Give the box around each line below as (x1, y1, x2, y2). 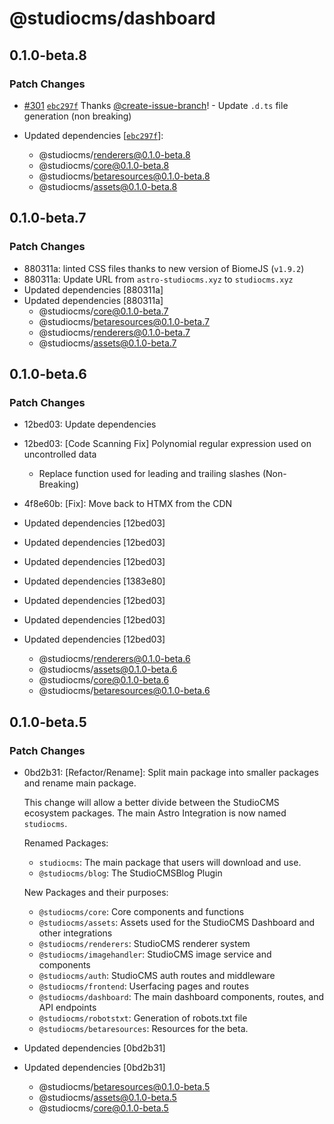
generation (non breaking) (23, 110, 132, 122)
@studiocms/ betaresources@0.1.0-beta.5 (38, 1080, 211, 1092)
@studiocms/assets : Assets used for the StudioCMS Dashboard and (38, 916, 316, 928)
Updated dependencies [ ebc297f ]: (23, 129, 164, 141)
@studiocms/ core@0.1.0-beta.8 (38, 159, 170, 171)
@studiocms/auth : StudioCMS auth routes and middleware (38, 969, 276, 981)
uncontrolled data (23, 448, 97, 461)
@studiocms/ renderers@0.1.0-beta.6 (38, 653, 191, 665)
